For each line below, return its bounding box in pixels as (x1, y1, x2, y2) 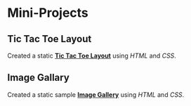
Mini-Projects (7, 5, 89, 21)
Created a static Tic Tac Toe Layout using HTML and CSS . (7, 51, 177, 60)
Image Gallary (7, 72, 70, 84)
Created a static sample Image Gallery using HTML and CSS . (7, 90, 185, 99)
